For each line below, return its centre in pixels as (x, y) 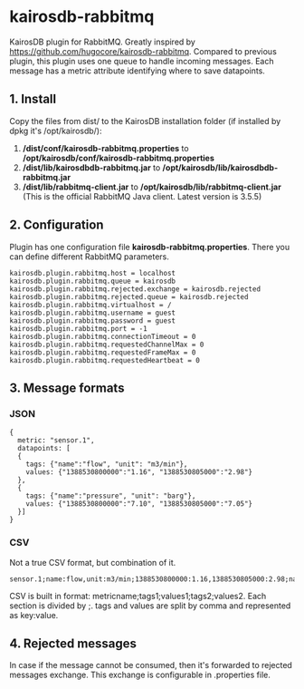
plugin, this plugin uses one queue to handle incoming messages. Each (142, 61)
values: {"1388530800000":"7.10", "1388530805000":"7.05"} (139, 504)
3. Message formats (67, 388)
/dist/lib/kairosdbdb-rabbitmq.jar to (91, 167)
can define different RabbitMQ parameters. (90, 257)
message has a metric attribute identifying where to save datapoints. (137, 71)
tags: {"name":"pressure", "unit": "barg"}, (111, 496)
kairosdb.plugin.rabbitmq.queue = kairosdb (93, 281)
